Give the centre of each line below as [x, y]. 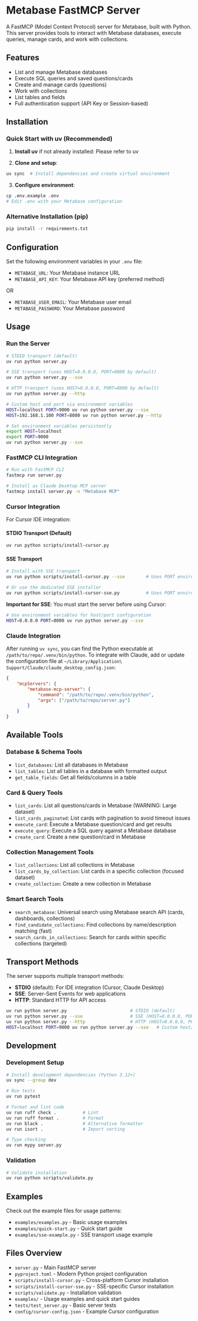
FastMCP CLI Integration [42, 458]
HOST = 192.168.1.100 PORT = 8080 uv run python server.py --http [84, 415]
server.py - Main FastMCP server [55, 1267]
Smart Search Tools [35, 899]
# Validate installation [37, 1173]
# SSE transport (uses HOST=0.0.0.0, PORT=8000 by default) [82, 372]
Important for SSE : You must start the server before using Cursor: [86, 604]
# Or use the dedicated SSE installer [54, 588]
